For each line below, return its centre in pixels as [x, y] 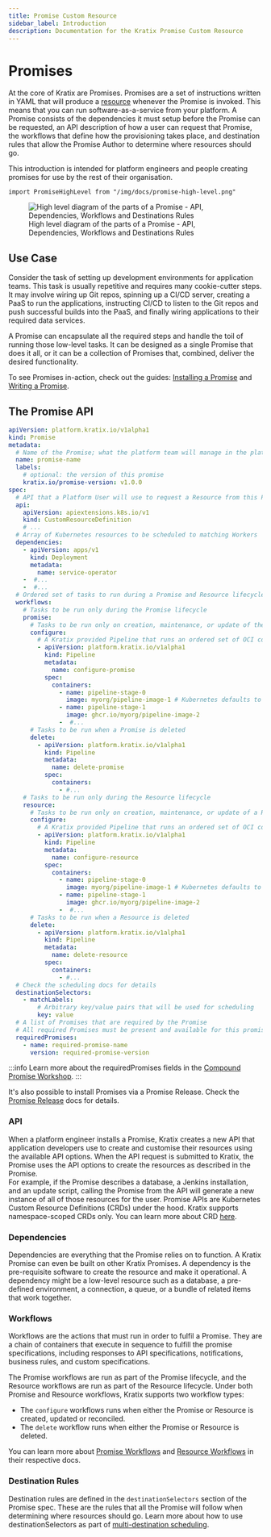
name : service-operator [77, 572]
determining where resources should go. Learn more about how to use [126, 1516]
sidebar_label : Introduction [57, 23]
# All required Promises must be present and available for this [128, 1030]
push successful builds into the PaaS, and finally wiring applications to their [134, 312]
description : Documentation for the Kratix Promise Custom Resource [126, 31]
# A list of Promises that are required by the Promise [111, 1023]
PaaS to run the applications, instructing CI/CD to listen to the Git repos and [134, 303]
